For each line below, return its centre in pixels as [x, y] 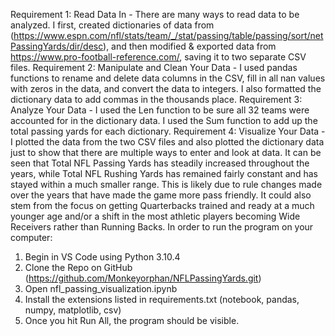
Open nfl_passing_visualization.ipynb [101, 288]
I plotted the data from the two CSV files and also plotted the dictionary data [167, 142]
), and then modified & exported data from [190, 46]
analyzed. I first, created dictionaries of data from [112, 25]
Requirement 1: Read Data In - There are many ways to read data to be [155, 14]
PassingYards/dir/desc [57, 46]
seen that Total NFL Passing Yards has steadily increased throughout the [160, 163]
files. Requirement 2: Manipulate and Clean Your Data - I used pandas [154, 67]
